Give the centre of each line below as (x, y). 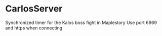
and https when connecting (34, 27)
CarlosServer (34, 9)
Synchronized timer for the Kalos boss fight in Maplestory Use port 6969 (81, 22)
